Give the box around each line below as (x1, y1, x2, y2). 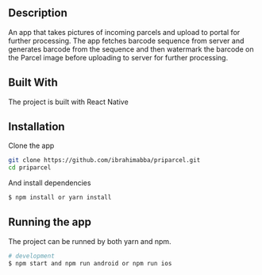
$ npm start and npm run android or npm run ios (8, 259, 172, 267)
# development (8, 252, 56, 260)
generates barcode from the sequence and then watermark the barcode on (8, 44, 254, 54)
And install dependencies (8, 178, 91, 188)
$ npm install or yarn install (8, 194, 112, 202)
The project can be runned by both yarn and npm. (8, 236, 172, 246)
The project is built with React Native (8, 97, 129, 107)
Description (8, 6, 67, 20)
